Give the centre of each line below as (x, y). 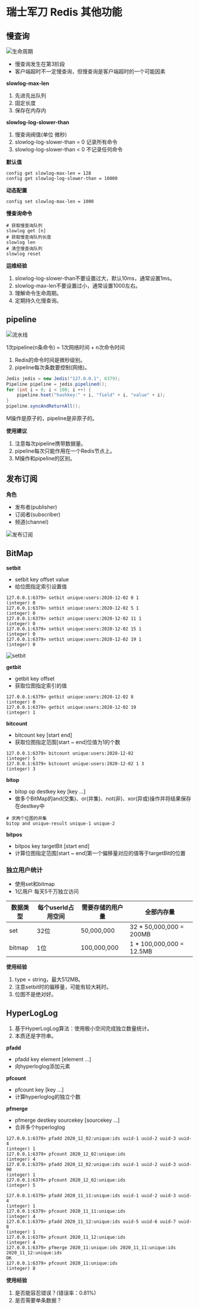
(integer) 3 (21, 769)
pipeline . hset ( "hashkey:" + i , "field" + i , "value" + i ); (91, 395)
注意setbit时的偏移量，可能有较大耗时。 (63, 986)
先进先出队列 (30, 95)
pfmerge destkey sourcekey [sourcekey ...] (67, 1120)
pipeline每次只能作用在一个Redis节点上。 (65, 451)
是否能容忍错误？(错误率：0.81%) (55, 1292)
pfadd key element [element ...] (53, 1059)
